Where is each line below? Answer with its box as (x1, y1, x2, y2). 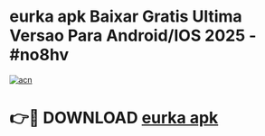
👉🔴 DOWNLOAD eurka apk (9, 108, 219, 128)
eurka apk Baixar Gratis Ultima (9, 6, 242, 27)
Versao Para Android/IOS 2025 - (9, 25, 257, 46)
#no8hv (9, 45, 70, 65)
